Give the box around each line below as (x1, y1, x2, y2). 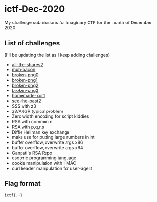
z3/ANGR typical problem (11, 108, 63, 114)
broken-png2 (11, 82, 39, 88)
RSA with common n (11, 118, 53, 124)
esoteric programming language (11, 155, 77, 161)
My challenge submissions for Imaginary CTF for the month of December (4, 20, 152, 25)
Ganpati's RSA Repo (11, 150, 52, 156)
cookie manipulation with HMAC (11, 160, 77, 166)
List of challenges (4, 39, 60, 47)
